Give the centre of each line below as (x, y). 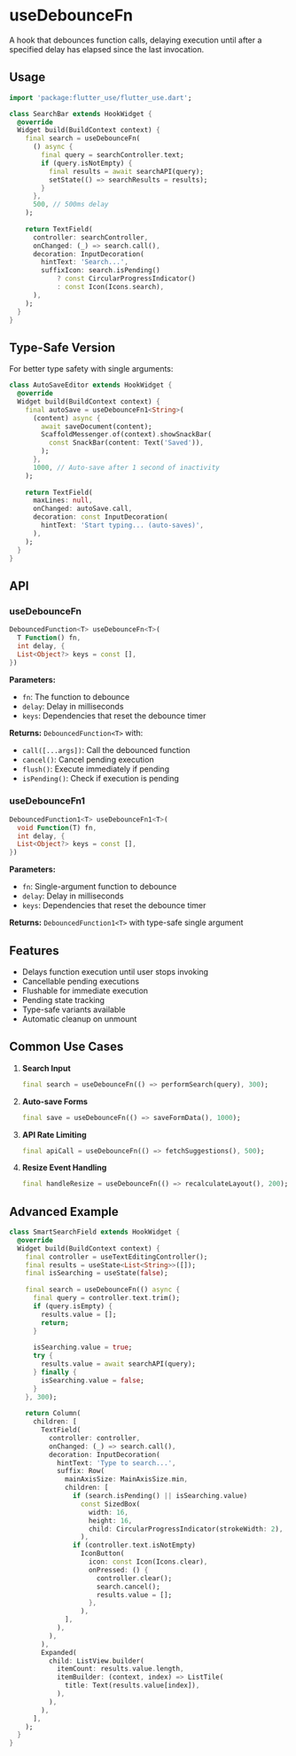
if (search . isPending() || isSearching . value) (160, 1496)
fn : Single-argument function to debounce (99, 887)
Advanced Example (64, 1211)
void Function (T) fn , (57, 827)
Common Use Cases (66, 1047)
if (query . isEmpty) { (73, 1306)
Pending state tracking (63, 1000)
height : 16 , (110, 1521)
